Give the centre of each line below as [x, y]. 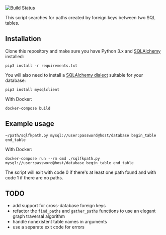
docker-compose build [28, 108]
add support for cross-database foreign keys [59, 206]
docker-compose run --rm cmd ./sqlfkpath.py [53, 158]
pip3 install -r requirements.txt [41, 66]
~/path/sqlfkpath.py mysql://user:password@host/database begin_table [81, 135]
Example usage [30, 124]
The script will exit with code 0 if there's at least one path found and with [81, 172]
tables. [12, 23]
